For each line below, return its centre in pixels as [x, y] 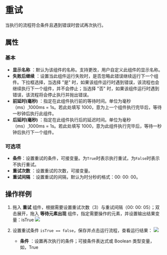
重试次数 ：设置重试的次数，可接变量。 [52, 170]
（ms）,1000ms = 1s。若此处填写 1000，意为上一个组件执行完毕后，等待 [87, 107]
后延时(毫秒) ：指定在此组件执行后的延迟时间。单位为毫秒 [72, 119]
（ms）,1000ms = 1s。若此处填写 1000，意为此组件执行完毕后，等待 [83, 126]
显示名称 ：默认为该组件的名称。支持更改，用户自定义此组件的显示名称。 [87, 69]
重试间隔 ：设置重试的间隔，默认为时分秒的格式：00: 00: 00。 [76, 177]
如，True [29, 247]
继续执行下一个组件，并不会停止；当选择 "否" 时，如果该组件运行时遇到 [86, 88]
